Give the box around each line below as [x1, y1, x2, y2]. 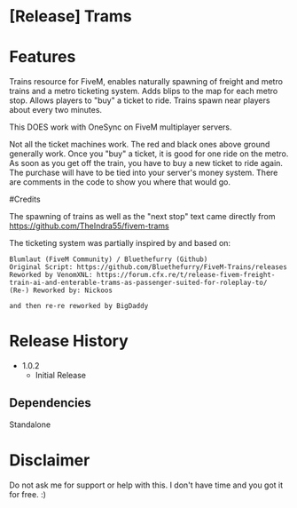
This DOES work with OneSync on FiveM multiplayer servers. [9, 122, 232, 132]
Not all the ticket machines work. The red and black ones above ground [9, 139, 270, 150]
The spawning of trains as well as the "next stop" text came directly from [9, 211, 277, 222]
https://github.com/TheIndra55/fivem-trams [9, 220, 170, 232]
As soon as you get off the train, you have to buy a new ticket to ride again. [9, 158, 284, 169]
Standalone [9, 419, 51, 430]
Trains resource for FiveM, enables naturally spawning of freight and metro [9, 76, 284, 87]
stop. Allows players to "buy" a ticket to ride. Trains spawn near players [9, 95, 270, 106]
